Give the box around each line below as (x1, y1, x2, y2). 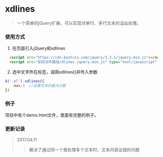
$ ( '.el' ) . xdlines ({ (5, 79, 45, 84)
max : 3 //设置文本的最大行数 (14, 83, 66, 88)
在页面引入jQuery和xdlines (12, 45, 65, 52)
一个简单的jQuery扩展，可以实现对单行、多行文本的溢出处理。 (16, 20, 141, 26)
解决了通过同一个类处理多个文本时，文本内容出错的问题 (29, 147, 140, 153)
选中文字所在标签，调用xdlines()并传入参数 (12, 69, 98, 75)
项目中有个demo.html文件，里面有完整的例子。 (5, 112, 98, 118)
